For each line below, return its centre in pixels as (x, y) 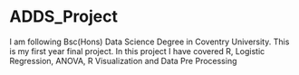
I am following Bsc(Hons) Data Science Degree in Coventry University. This (149, 42)
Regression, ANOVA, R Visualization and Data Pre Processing (123, 61)
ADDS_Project (63, 17)
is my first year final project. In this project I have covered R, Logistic (137, 51)
